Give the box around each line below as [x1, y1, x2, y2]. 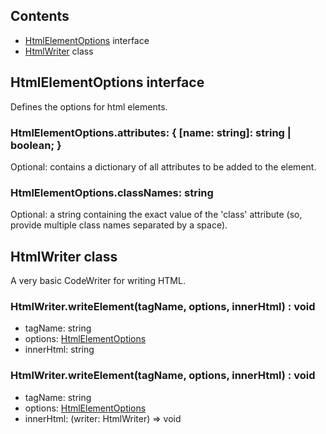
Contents [10, 8, 70, 25]
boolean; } [10, 138, 62, 152]
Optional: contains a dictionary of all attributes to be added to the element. [10, 160, 317, 173]
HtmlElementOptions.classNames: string [10, 185, 214, 199]
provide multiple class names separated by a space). [10, 219, 228, 231]
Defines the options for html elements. [10, 100, 168, 113]
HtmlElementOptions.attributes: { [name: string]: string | [10, 125, 292, 139]
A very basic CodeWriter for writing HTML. [10, 275, 186, 287]
